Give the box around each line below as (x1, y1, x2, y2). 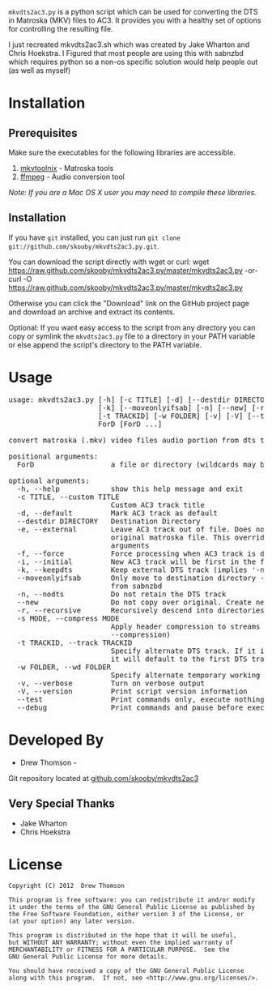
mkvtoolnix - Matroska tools (19, 164, 114, 173)
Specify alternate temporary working (110, 670, 261, 680)
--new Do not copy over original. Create (16, 597, 253, 607)
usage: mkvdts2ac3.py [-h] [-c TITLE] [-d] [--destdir (8, 395, 231, 404)
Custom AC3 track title (110, 500, 205, 510)
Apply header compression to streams (110, 621, 261, 631)
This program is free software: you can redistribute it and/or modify (8, 896, 255, 904)
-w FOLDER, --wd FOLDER (16, 662, 112, 672)
